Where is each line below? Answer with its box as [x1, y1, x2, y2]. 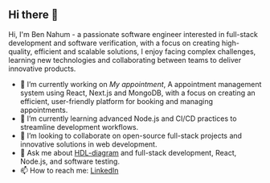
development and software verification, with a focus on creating [8, 38, 220, 48]
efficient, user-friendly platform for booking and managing [19, 96, 214, 106]
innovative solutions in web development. [19, 139, 157, 149]
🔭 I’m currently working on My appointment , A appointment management [19, 79, 262, 89]
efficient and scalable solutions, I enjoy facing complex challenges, [34, 46, 256, 56]
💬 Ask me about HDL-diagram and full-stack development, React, [19, 148, 237, 157]
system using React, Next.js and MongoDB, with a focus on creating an [19, 88, 256, 98]
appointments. [19, 105, 68, 114]
